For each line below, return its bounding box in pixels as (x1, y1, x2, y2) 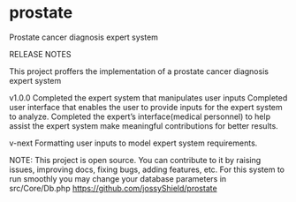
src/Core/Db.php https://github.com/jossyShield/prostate (9, 183, 218, 193)
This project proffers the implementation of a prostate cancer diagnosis (9, 65, 269, 77)
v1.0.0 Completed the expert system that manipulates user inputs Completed (9, 92, 288, 103)
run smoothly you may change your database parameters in (9, 173, 227, 183)
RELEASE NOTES (9, 49, 72, 59)
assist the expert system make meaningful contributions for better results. (9, 120, 278, 131)
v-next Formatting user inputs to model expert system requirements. (9, 138, 258, 148)
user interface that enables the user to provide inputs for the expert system (9, 101, 283, 112)
